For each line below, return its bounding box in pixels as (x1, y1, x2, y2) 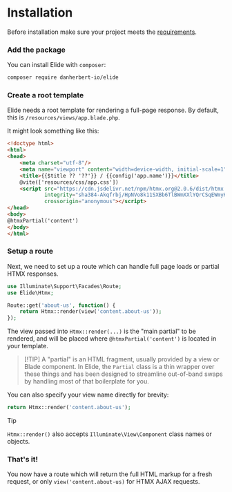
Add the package (7, 45, 66, 55)
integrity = (43, 191, 76, 198)
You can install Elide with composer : (7, 61, 106, 69)
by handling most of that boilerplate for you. (23, 377, 150, 386)
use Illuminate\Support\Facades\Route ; (7, 283, 122, 290)
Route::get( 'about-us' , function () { (7, 302, 116, 309)
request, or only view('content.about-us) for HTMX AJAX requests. (7, 477, 200, 486)
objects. (7, 437, 30, 446)
